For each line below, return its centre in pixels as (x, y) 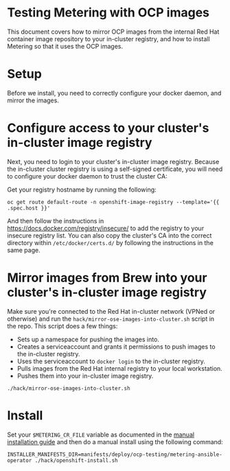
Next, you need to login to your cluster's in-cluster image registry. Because (113, 161)
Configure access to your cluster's (108, 128)
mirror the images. (33, 100)
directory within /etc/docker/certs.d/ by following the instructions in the (111, 242)
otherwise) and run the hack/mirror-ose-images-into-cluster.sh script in (111, 319)
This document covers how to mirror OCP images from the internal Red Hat (113, 32)
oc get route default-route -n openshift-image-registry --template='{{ (113, 202)
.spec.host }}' (29, 208)
